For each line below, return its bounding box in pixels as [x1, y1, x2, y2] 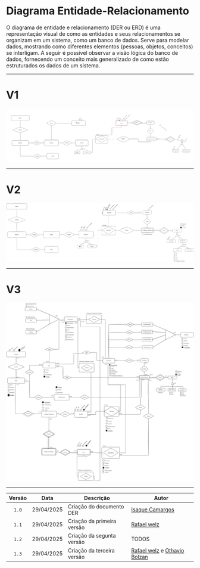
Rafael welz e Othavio [131, 547, 185, 554]
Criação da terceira [67, 547, 115, 554]
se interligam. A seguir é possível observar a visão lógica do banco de [6, 49, 179, 56]
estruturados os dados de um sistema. [6, 61, 101, 69]
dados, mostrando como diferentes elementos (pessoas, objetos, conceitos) [6, 43, 193, 50]
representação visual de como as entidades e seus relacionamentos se [6, 30, 180, 37]
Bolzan [131, 553, 148, 560]
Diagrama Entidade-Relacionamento [6, 4, 189, 18]
